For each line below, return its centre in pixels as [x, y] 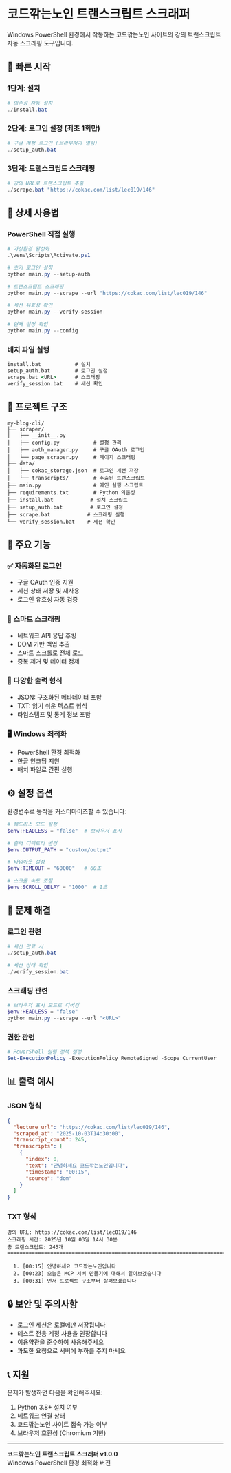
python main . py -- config [43, 331]
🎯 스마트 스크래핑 [34, 619]
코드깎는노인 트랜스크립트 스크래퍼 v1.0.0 [63, 1454]
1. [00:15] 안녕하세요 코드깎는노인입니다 [65, 1267]
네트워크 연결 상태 [41, 1416]
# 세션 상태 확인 [27, 966]
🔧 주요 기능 [29, 544]
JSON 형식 [24, 1106]
